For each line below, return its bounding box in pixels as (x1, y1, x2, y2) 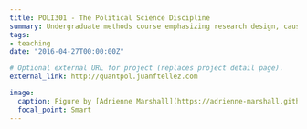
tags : (9, 30, 30, 39)
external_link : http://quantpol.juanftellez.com (9, 72, 198, 82)
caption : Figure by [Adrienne (17, 96, 132, 105)
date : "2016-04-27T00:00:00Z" (9, 47, 125, 56)
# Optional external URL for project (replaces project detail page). (9, 64, 284, 73)
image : (9, 88, 35, 97)
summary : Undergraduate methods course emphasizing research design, (9, 22, 281, 31)
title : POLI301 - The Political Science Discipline (9, 13, 210, 23)
